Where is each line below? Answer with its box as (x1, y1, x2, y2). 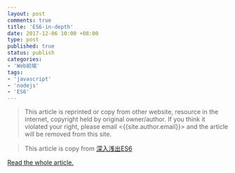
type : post (7, 36, 39, 43)
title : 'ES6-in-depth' (7, 23, 74, 30)
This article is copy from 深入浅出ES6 (24, 144, 133, 153)
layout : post (7, 10, 46, 18)
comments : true (7, 17, 52, 24)
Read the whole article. (7, 158, 74, 167)
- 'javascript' (7, 75, 52, 83)
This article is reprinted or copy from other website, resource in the (24, 108, 219, 116)
